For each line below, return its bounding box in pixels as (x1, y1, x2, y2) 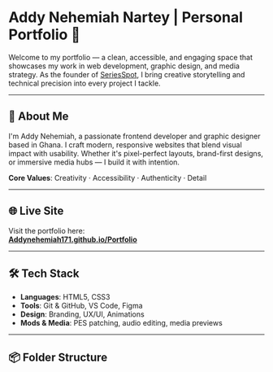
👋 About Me (8, 110, 69, 124)
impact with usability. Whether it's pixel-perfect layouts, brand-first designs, (8, 148, 264, 158)
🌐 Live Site (8, 204, 64, 218)
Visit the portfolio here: (8, 225, 85, 235)
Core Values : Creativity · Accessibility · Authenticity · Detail (8, 173, 207, 182)
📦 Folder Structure (8, 350, 108, 364)
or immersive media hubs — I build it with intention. (8, 157, 180, 167)
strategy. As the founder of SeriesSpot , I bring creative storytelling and (8, 69, 245, 79)
